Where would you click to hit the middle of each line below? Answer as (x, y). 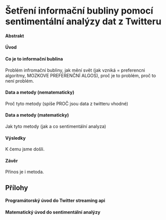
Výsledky (16, 138)
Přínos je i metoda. (25, 172)
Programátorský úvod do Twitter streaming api (55, 201)
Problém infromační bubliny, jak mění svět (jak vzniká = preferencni (75, 70)
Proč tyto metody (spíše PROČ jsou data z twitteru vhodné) (67, 103)
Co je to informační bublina (34, 59)
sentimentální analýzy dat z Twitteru (83, 21)
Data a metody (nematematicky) (40, 92)
